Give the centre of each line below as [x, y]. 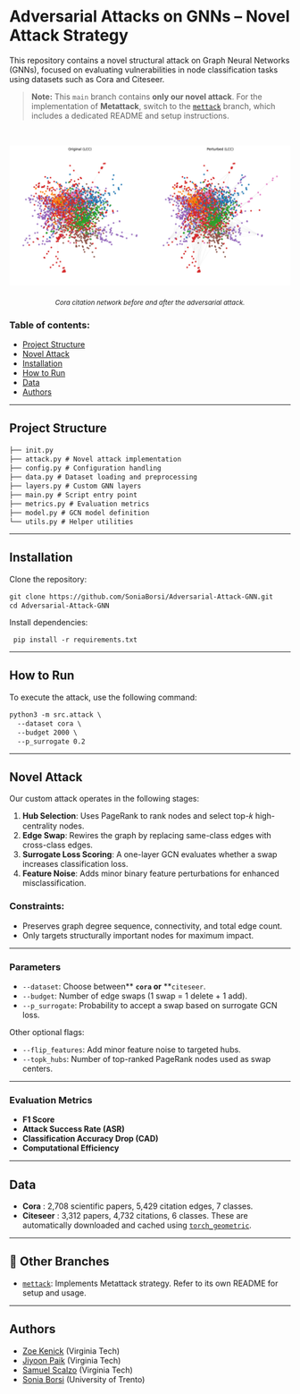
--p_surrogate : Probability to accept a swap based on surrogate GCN [150, 1005]
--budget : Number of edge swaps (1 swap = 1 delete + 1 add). [135, 996]
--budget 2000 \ [47, 732]
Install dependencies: [49, 622]
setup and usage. [54, 1292]
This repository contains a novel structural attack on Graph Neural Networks [150, 60]
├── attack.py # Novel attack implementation [95, 459]
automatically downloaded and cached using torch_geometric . [137, 1225]
